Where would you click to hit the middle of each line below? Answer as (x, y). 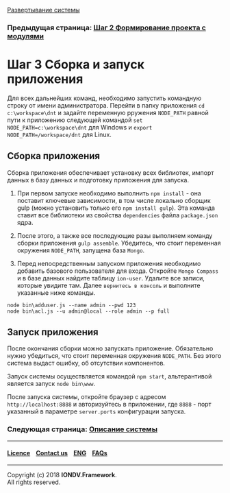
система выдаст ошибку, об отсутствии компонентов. (86, 363)
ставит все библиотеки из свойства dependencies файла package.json (117, 215)
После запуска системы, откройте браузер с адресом (87, 397)
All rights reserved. (34, 482)
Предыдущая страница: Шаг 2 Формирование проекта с (107, 27)
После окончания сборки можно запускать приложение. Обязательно (110, 348)
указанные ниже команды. (56, 292)
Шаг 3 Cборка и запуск (76, 65)
